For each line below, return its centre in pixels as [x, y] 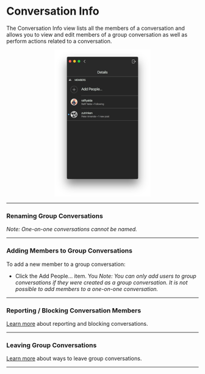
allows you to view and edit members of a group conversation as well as [97, 34]
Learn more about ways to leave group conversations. [74, 359]
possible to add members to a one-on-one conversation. [87, 289]
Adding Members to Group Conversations [70, 251]
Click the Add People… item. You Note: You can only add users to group [106, 276]
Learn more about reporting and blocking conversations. [77, 324]
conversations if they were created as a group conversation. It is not [101, 282]
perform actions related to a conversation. [59, 41]
